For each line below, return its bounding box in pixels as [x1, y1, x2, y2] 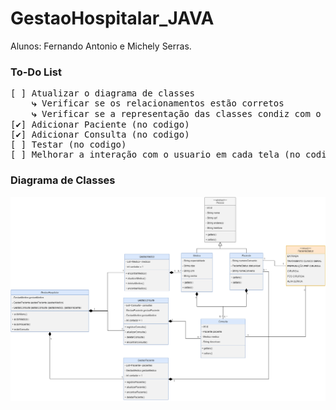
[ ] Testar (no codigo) [10, 139, 127, 151]
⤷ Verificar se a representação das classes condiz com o [31, 108, 322, 120]
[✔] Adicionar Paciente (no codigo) [10, 119, 190, 131]
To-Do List [10, 65, 62, 79]
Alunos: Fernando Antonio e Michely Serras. [10, 40, 192, 52]
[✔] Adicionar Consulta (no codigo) [10, 129, 190, 141]
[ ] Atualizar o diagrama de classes [10, 88, 196, 99]
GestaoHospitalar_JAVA [10, 7, 215, 30]
